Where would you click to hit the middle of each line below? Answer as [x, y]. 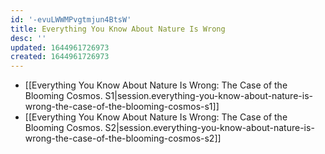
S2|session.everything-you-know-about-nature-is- [209, 128]
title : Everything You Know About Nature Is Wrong [118, 29]
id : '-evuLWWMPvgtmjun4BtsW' [71, 19]
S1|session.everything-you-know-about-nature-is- [208, 96]
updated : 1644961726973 [60, 47]
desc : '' [28, 38]
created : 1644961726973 [60, 57]
